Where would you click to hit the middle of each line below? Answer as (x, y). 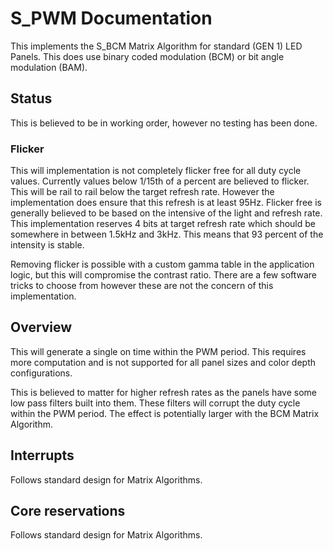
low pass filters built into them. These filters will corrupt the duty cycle (155, 403)
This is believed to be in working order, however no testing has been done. (164, 123)
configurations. (41, 373)
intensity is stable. (47, 245)
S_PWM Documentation (111, 18)
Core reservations (68, 511)
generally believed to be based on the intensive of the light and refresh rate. (166, 213)
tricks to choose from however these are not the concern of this (142, 286)
